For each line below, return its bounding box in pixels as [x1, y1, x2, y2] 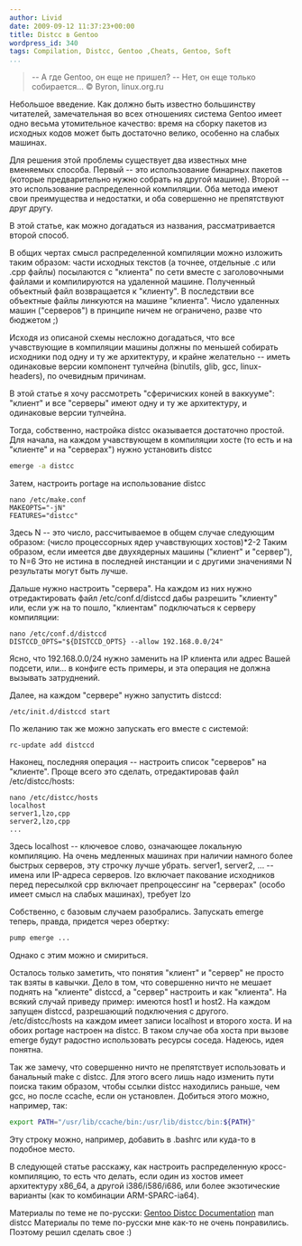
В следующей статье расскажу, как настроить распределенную [9, 1161, 259, 1172]
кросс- [260, 1161, 287, 1172]
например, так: [9, 1100, 68, 1110]
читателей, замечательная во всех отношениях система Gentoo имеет [9, 109, 282, 119]
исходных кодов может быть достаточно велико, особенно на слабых [9, 127, 279, 138]
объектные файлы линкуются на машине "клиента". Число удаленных [9, 296, 280, 307]
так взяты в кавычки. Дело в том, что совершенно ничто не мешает [9, 977, 272, 987]
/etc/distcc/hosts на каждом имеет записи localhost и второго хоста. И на [9, 1015, 293, 1026]
